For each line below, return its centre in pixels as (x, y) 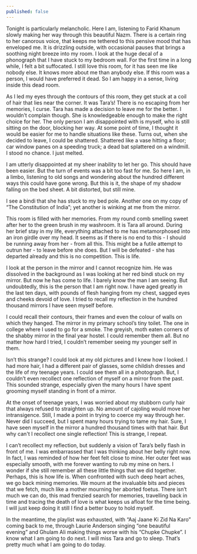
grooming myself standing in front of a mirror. (61, 391)
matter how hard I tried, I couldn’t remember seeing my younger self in (92, 342)
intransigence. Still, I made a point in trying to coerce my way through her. (96, 415)
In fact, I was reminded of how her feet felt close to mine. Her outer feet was (98, 458)
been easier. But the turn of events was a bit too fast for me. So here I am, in (98, 170)
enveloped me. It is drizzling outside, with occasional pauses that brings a (96, 47)
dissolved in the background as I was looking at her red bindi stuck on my (95, 274)
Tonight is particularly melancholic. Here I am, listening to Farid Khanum (93, 28)
